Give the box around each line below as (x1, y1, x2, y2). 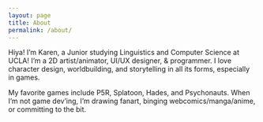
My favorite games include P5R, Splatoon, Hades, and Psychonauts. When (8, 88, 250, 98)
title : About (8, 19, 51, 27)
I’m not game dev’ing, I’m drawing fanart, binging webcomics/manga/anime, (8, 96, 256, 106)
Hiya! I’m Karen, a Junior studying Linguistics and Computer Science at (8, 48, 239, 57)
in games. (8, 72, 40, 83)
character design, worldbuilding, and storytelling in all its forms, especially (8, 65, 250, 74)
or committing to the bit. (8, 105, 87, 114)
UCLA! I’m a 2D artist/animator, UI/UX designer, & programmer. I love (8, 56, 231, 65)
